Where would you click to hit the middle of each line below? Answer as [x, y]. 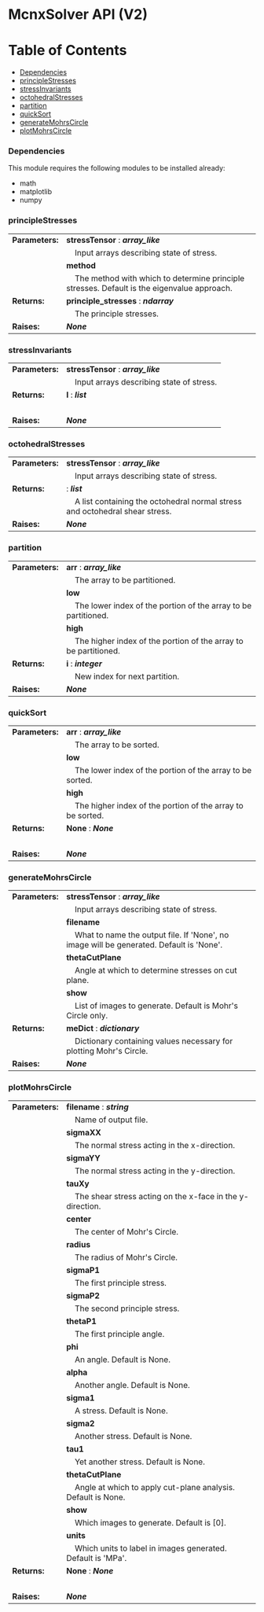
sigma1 [81, 1397]
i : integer [84, 664]
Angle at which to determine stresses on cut [156, 970]
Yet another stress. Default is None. [140, 1462]
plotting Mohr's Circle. [107, 1051]
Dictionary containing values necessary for [154, 1041]
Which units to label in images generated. [150, 1548]
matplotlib [36, 192]
